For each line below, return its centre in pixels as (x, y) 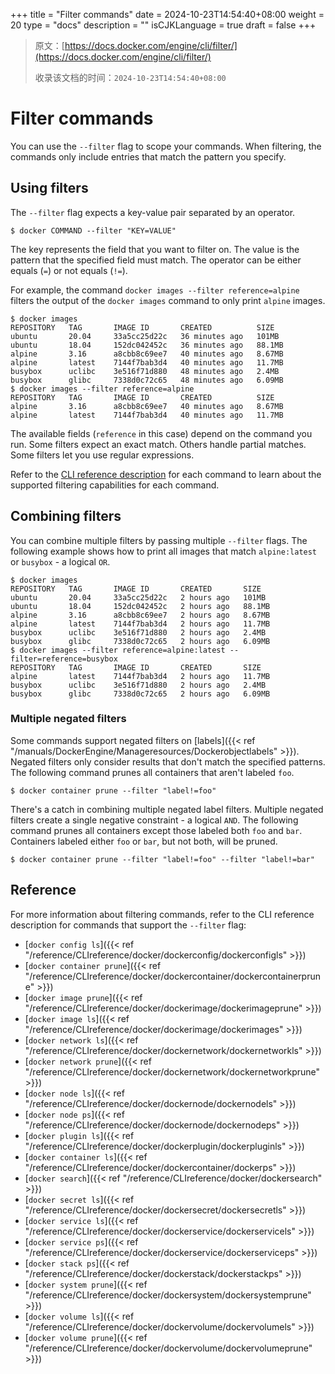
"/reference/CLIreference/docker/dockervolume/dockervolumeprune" (168, 1348)
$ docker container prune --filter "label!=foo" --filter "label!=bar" (162, 859)
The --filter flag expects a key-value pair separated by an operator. (153, 212)
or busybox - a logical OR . (60, 561)
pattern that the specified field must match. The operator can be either (156, 260)
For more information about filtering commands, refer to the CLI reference (162, 914)
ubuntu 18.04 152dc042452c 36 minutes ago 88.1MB (147, 345)
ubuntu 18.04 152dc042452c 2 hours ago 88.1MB (140, 606)
